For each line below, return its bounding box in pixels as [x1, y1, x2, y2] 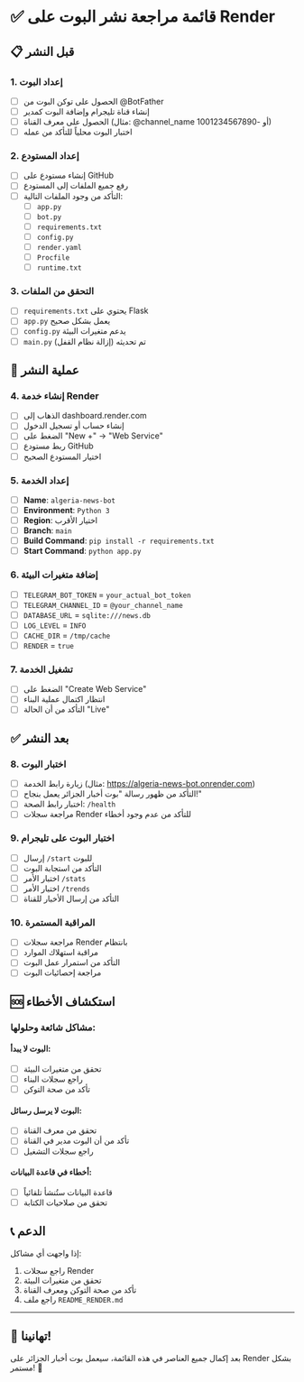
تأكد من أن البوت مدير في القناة [23, 1135, 130, 1147]
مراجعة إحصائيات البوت [23, 967, 102, 978]
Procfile [36, 253, 70, 263]
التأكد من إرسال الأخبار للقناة [23, 893, 120, 904]
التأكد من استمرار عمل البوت [23, 957, 121, 968]
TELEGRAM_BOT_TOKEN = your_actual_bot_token [23, 589, 192, 600]
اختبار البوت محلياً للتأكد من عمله [23, 126, 134, 137]
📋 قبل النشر [10, 43, 75, 60]
